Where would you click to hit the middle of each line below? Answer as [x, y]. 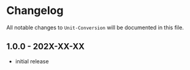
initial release [32, 61]
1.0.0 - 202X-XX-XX [45, 47]
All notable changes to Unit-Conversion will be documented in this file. [95, 27]
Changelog [35, 11]
